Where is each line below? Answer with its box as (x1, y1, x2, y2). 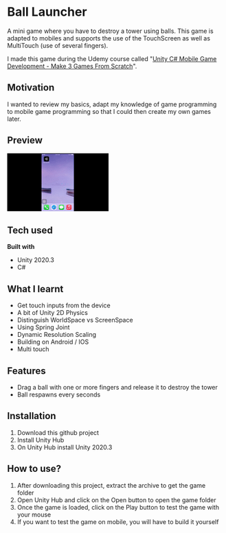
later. (7, 115, 22, 123)
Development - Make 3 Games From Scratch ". (7, 62, 137, 70)
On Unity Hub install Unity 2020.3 (16, 443, 113, 451)
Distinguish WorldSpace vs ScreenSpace (16, 316, 133, 324)
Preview (7, 134, 43, 146)
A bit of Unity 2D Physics (16, 309, 88, 317)
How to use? (7, 463, 62, 475)
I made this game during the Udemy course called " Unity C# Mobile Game (7, 54, 217, 62)
